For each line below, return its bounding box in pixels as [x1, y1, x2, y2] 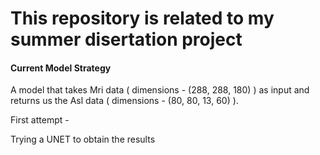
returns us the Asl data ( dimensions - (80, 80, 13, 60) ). [10, 95, 239, 107]
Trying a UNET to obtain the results [10, 133, 156, 146]
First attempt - [10, 114, 70, 126]
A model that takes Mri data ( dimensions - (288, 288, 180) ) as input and [10, 84, 310, 96]
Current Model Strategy [10, 62, 112, 74]
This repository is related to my [10, 7, 275, 30]
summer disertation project [10, 28, 243, 51]
